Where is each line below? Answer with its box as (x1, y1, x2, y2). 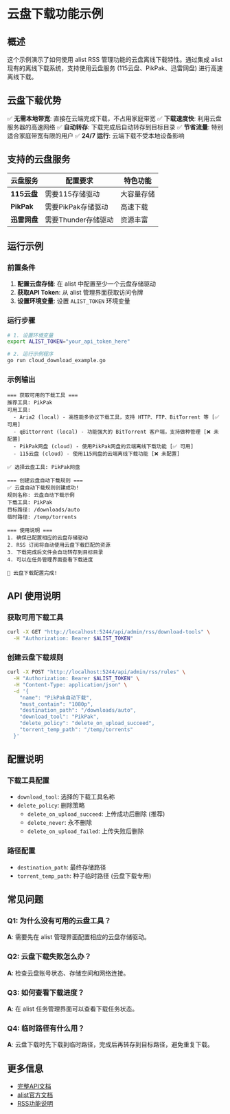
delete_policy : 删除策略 (16, 801, 85, 810)
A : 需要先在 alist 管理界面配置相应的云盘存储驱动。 (7, 933, 150, 941)
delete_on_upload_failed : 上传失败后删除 (27, 827, 144, 835)
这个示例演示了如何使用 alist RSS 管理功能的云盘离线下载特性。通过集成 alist (7, 56, 223, 63)
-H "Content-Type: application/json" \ (13, 681, 128, 689)
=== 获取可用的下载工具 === (7, 392, 78, 399)
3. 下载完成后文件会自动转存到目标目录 (7, 549, 104, 556)
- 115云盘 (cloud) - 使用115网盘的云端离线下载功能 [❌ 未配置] (13, 450, 181, 458)
